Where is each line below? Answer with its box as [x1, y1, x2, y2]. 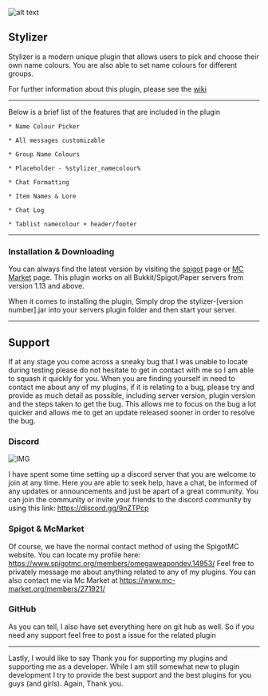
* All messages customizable [8, 136, 105, 144]
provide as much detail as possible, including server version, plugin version [8, 391, 256, 400]
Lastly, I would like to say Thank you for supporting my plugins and [8, 653, 228, 663]
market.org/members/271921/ [8, 584, 106, 593]
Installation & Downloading [8, 246, 115, 257]
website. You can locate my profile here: [8, 550, 141, 560]
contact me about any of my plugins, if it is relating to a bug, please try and [8, 382, 255, 391]
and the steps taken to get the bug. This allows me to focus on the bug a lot [8, 399, 257, 408]
